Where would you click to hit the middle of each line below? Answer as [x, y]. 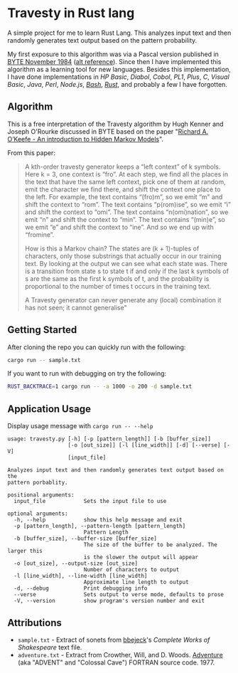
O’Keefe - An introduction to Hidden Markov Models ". [86, 139]
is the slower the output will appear [141, 557]
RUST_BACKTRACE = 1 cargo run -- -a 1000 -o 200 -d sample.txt [100, 387]
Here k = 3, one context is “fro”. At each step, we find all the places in [126, 174]
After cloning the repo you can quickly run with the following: [97, 347]
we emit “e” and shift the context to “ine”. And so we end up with [119, 227]
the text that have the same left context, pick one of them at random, [125, 181]
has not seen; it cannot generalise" [76, 307]
